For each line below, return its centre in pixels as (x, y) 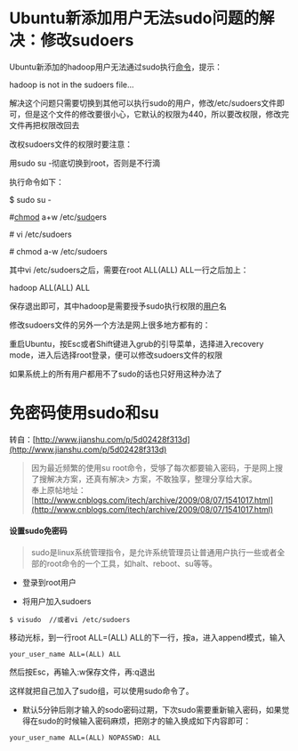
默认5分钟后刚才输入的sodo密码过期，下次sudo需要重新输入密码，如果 (152, 710)
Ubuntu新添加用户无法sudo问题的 (134, 18)
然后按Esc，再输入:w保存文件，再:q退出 (82, 672)
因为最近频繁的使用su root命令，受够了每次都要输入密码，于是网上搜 (157, 467)
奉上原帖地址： (58, 489)
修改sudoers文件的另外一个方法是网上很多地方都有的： (110, 325)
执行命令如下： (36, 182)
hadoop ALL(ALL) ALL (50, 287)
